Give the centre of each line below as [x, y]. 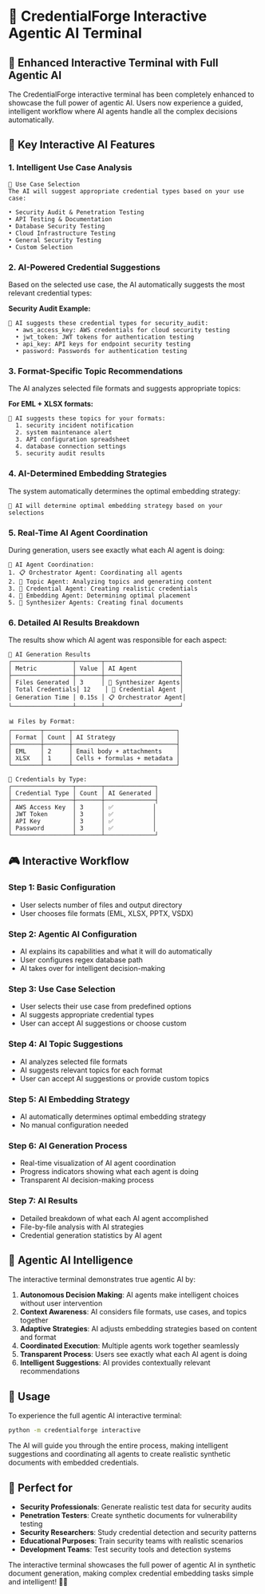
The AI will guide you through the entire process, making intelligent [119, 1445]
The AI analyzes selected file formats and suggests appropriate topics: [125, 389]
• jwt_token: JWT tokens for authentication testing [105, 337]
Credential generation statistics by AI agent [91, 1235]
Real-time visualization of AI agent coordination [98, 1163]
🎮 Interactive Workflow [69, 860]
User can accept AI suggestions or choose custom [103, 1023]
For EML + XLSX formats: [51, 404]
